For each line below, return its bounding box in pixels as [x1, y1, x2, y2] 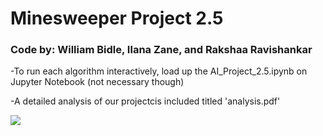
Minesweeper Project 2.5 [10, 7, 224, 30]
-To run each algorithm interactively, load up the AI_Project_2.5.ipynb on [10, 65, 308, 77]
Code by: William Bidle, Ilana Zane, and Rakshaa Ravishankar [10, 43, 313, 57]
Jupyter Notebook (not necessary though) [10, 76, 185, 88]
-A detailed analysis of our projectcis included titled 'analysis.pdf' [10, 95, 281, 107]
